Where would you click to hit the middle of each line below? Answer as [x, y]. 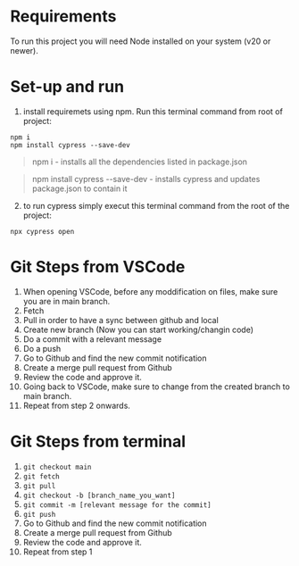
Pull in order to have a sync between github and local [121, 320]
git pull [39, 486]
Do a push [42, 348]
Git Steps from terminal [98, 441]
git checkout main [57, 467]
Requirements [63, 17]
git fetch [42, 476]
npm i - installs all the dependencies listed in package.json [140, 162]
